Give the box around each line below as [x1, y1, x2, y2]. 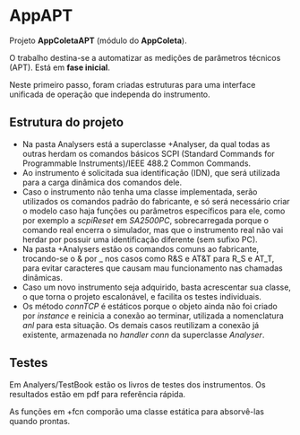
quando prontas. [9, 415, 71, 426]
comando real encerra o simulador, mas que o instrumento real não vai [21, 224, 284, 235]
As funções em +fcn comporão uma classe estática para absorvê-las [9, 405, 264, 417]
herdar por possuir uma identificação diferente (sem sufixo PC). [21, 234, 258, 245]
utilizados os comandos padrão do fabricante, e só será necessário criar [21, 196, 290, 206]
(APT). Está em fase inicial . [9, 62, 110, 73]
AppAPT [9, 5, 73, 26]
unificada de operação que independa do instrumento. [9, 89, 210, 100]
